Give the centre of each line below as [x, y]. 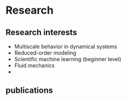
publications [29, 91]
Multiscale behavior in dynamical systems [66, 46]
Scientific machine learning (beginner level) [68, 59]
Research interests [41, 32]
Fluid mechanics [34, 65]
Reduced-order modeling [45, 53]
